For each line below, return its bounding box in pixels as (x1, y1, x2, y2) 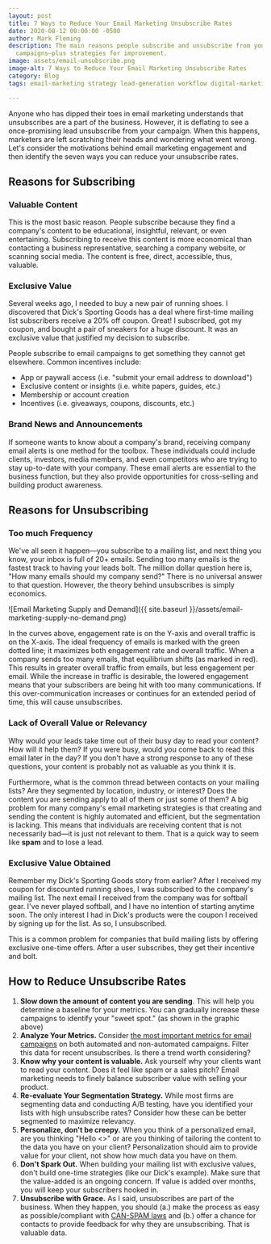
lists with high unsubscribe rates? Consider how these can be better (19, 1108, 247, 1117)
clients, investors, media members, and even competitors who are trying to (8, 454, 257, 464)
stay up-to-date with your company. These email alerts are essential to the (8, 463, 256, 472)
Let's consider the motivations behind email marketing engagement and (8, 143, 248, 153)
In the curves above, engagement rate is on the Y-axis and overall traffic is (8, 629, 256, 639)
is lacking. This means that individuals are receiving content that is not (8, 820, 242, 830)
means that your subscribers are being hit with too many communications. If (8, 680, 262, 690)
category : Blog (8, 72, 60, 80)
